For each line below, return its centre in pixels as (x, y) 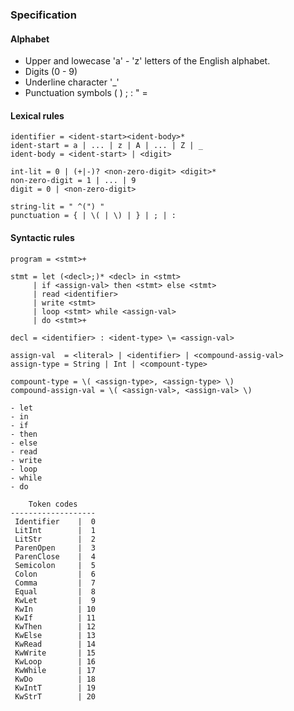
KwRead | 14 (55, 644)
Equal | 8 (55, 591)
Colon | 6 (55, 574)
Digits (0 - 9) (51, 72)
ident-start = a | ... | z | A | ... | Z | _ (106, 146)
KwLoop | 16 (55, 661)
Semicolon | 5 (55, 565)
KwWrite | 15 (55, 653)
